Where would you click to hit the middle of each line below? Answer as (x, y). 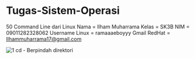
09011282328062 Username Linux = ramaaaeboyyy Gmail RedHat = (88, 32)
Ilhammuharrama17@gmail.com (44, 39)
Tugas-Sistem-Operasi (63, 11)
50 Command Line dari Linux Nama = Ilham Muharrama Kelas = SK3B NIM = (98, 27)
